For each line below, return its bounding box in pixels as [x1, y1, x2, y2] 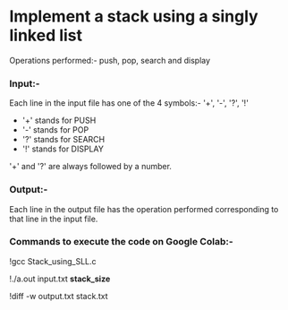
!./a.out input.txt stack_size [9, 273, 111, 284]
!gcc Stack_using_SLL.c [9, 255, 97, 266]
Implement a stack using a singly [9, 6, 258, 27]
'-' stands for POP [21, 125, 89, 135]
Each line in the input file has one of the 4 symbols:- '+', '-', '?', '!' [9, 98, 249, 108]
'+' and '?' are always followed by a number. [9, 161, 173, 172]
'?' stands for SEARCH [21, 134, 106, 145]
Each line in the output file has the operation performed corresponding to [9, 203, 279, 214]
